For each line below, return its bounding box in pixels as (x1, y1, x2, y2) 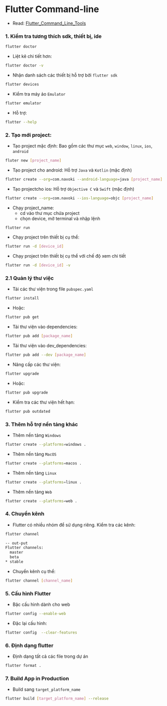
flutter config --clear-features (5, 630, 78, 635)
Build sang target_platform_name (12, 686, 81, 692)
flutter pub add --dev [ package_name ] (5, 352, 86, 358)
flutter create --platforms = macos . (5, 460, 82, 466)
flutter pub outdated (5, 409, 51, 414)
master (10, 550, 24, 555)
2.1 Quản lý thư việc (5, 275, 54, 282)
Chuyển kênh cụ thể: (12, 568, 56, 574)
